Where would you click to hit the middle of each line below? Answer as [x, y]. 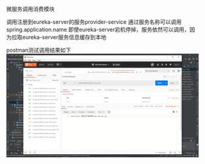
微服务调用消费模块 [31, 9]
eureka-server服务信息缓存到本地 [64, 37]
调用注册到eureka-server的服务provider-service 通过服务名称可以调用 [94, 22]
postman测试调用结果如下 [39, 50]
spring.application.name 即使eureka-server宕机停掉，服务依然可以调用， [98, 30]
